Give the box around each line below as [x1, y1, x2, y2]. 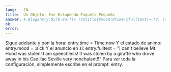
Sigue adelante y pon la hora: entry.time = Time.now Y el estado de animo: [5, 40, 162, 46]
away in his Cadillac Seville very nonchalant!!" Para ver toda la [5, 56, 136, 62]
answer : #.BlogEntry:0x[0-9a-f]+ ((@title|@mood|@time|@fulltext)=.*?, [5, 17, 160, 22]
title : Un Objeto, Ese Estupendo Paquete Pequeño [5, 12, 115, 17]
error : [5, 26, 19, 31]
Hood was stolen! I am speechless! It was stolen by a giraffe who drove [5, 51, 155, 57]
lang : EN [5, 7, 28, 13]
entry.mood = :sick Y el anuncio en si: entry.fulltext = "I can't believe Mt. [5, 45, 157, 51]
